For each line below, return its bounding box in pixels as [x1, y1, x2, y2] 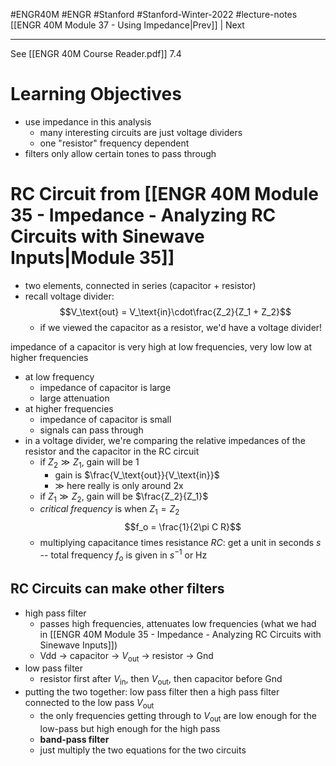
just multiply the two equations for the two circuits [39, 744, 247, 756]
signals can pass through [39, 424, 144, 436]
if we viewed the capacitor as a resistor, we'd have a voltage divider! [39, 321, 323, 333]
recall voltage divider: [24, 290, 115, 302]
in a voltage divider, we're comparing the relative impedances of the [24, 434, 306, 446]
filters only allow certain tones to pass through [24, 147, 217, 159]
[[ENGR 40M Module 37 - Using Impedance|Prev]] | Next [10, 19, 245, 31]
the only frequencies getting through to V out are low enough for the [39, 709, 317, 724]
